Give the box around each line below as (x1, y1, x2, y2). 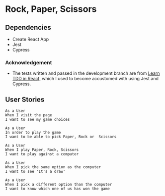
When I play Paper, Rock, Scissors (5, 147, 79, 152)
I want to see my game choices (5, 117, 70, 122)
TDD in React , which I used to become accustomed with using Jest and (12, 76, 159, 82)
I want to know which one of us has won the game (5, 187, 110, 192)
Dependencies (5, 23, 51, 32)
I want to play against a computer (5, 152, 79, 157)
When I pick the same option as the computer (5, 165, 101, 170)
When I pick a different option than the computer (5, 182, 112, 187)
